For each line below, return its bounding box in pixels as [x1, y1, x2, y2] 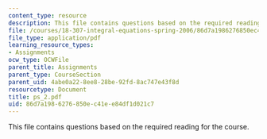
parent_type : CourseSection [8, 71, 102, 79]
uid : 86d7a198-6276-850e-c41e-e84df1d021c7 [8, 100, 155, 108]
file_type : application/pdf [8, 33, 102, 42]
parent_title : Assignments [8, 64, 98, 71]
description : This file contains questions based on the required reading [8, 19, 261, 27]
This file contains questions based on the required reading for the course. [8, 122, 250, 132]
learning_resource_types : [8, 41, 94, 49]
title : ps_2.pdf [8, 93, 62, 101]
